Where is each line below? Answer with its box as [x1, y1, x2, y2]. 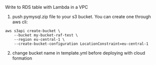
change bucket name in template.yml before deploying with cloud [12, 50, 145, 56]
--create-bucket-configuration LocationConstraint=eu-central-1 [14, 41, 149, 46]
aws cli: [12, 19, 28, 25]
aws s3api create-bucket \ [5, 29, 61, 33]
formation [12, 55, 32, 61]
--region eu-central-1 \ [14, 37, 65, 42]
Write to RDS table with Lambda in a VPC [5, 4, 88, 10]
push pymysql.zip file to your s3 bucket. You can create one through [12, 14, 151, 19]
